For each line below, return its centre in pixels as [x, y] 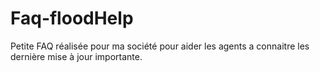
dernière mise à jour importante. [76, 56]
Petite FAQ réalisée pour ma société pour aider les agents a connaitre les [160, 46]
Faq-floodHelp [72, 18]
